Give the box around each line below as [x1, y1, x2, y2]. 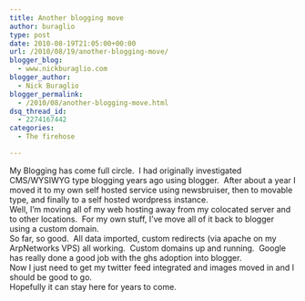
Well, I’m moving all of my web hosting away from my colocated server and [9, 203, 291, 214]
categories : [9, 124, 55, 133]
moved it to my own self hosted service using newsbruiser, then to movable [9, 184, 293, 195]
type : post [9, 30, 51, 39]
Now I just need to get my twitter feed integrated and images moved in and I [9, 262, 294, 273]
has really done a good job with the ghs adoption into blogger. [9, 252, 242, 263]
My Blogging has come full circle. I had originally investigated [9, 165, 242, 176]
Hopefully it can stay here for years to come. [9, 281, 178, 292]
